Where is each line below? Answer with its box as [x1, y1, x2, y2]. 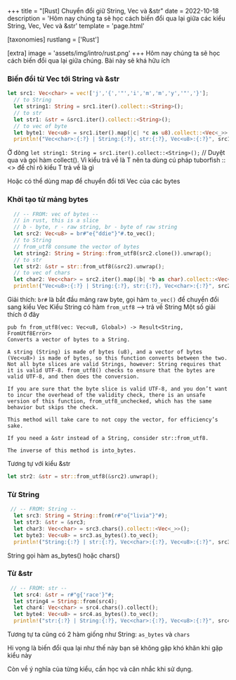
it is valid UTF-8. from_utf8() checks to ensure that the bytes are [7, 367, 216, 374]
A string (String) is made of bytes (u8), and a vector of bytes [7, 348, 202, 355]
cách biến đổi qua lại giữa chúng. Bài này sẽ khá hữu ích [7, 56, 171, 65]
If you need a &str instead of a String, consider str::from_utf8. [7, 435, 209, 442]
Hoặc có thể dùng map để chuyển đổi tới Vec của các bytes [7, 177, 181, 186]
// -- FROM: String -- [10, 505, 77, 513]
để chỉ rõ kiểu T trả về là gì [17, 163, 95, 172]
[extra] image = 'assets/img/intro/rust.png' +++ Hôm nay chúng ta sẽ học [7, 49, 221, 57]
